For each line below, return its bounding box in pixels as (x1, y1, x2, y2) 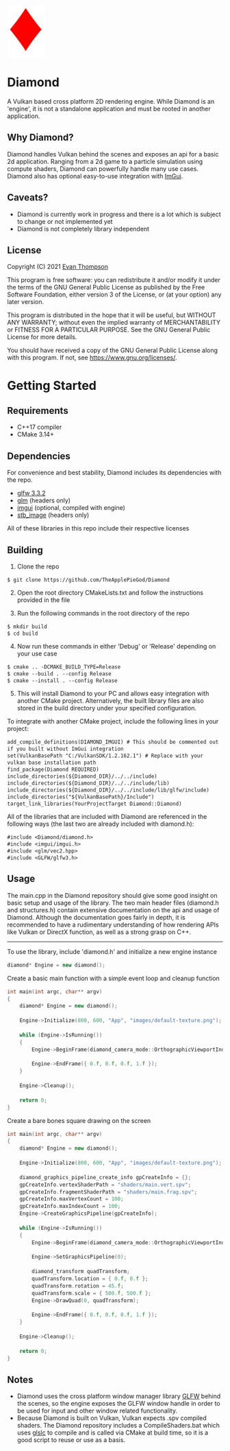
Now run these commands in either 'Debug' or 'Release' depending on (16, 642, 216, 650)
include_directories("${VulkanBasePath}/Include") (7, 793, 155, 800)
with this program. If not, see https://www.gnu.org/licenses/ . (7, 353, 177, 362)
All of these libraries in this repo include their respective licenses (7, 524, 190, 533)
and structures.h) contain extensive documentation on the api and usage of (7, 905, 220, 914)
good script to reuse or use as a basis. (16, 1436, 125, 1444)
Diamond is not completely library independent (16, 224, 149, 233)
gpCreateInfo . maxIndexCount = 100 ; (19, 1203, 121, 1210)
